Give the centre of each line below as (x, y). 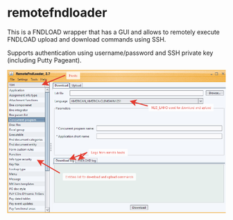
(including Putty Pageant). (44, 60)
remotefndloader (57, 13)
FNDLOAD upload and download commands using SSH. (87, 39)
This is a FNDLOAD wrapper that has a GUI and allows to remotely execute (114, 32)
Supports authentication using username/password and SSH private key (110, 53)
